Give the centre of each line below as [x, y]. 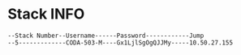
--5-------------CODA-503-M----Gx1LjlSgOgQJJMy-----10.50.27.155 [120, 42]
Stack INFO [46, 14]
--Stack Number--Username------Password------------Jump [106, 36]
